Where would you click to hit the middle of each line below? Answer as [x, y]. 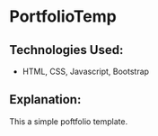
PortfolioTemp [63, 17]
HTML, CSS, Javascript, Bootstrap [86, 71]
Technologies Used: [66, 50]
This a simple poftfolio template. [69, 121]
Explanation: [45, 100]
